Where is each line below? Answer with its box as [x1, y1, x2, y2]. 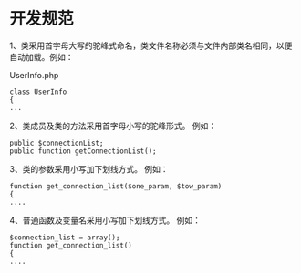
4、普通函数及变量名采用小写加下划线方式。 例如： [9, 215, 201, 226]
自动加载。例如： [9, 51, 74, 62]
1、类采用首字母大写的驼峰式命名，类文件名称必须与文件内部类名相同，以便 [9, 40, 293, 51]
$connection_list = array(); [9, 233, 120, 242]
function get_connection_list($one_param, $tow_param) [9, 181, 223, 191]
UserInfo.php [9, 69, 59, 80]
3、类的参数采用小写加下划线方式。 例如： [9, 163, 169, 174]
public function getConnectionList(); [9, 147, 157, 156]
